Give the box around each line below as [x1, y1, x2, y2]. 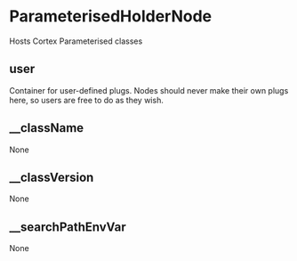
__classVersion [9, 169, 94, 184]
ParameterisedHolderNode [9, 6, 213, 27]
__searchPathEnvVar [9, 219, 126, 234]
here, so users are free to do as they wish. [9, 94, 165, 105]
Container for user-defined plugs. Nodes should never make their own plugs [9, 85, 289, 95]
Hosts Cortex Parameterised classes [9, 36, 143, 46]
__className [9, 120, 84, 135]
